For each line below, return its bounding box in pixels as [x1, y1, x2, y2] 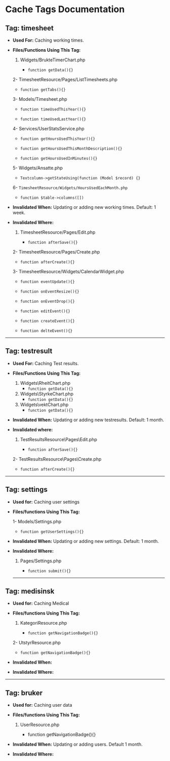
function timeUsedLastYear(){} [20, 117, 87, 122]
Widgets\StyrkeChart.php [20, 390, 73, 396]
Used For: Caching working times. [12, 37, 84, 43]
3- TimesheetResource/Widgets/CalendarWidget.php [12, 269, 124, 274]
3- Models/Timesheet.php [12, 96, 67, 102]
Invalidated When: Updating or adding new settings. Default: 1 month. [12, 538, 159, 544]
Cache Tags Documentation [5, 4, 125, 15]
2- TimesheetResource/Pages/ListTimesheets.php [12, 77, 118, 82]
